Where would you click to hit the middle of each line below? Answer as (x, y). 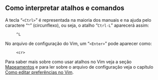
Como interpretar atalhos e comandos (65, 8)
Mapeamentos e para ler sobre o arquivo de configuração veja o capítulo (79, 67)
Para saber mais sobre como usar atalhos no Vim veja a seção (68, 62)
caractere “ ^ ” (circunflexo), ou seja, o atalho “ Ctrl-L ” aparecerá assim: (77, 25)
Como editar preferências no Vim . (39, 72)
